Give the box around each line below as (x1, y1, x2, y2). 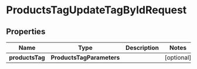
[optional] (164, 53, 192, 61)
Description (125, 44, 159, 52)
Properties (6, 27, 46, 37)
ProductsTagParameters (50, 53, 120, 61)
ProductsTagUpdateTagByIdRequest (6, 3, 187, 17)
